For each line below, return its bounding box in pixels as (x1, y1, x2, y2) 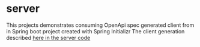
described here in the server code (6, 34, 91, 41)
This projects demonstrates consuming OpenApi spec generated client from (6, 21, 195, 29)
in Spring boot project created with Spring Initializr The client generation (6, 27, 185, 35)
